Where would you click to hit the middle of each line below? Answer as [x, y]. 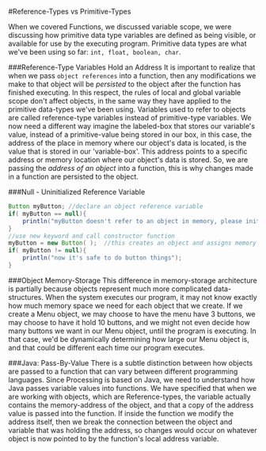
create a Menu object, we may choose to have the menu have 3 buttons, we [132, 314]
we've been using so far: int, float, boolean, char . [95, 52]
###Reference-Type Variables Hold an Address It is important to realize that [132, 67]
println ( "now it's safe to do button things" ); [102, 258]
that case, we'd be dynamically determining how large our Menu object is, [129, 339]
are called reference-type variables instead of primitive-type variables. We [130, 117]
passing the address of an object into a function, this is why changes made [131, 168]
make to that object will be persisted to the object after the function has [125, 84]
